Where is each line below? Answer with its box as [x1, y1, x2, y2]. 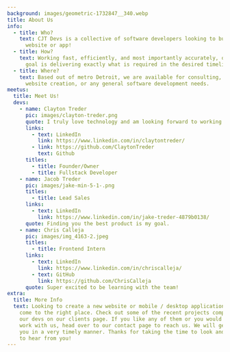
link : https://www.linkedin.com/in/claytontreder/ [37, 138, 186, 144]
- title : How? [13, 49, 53, 55]
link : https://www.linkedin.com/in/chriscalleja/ [37, 264, 183, 271]
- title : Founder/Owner [31, 162, 99, 170]
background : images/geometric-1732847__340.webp [7, 10, 149, 17]
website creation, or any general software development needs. [25, 80, 210, 87]
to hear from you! [19, 335, 72, 342]
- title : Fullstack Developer [31, 169, 118, 176]
